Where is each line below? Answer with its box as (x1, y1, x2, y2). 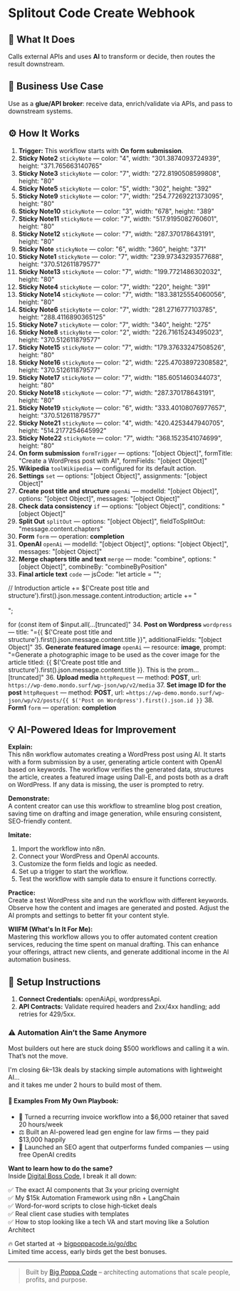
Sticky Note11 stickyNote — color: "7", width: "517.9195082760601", (18, 214, 219, 223)
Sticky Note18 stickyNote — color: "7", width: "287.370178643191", (18, 388, 216, 396)
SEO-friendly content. (8, 817, 72, 826)
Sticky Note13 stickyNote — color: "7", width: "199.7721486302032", (18, 267, 222, 275)
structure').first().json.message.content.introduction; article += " (8, 591, 197, 599)
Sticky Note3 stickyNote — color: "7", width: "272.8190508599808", (18, 169, 221, 177)
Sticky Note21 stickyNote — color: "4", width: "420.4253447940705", (18, 418, 225, 427)
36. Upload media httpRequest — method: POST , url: (46, 673, 202, 681)
